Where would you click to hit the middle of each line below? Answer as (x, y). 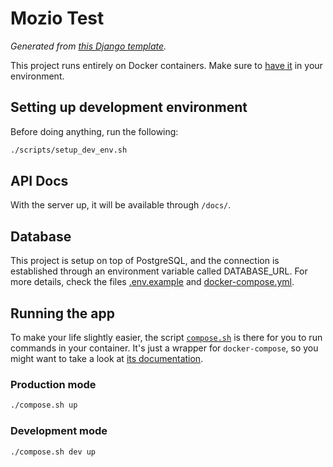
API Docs (39, 181)
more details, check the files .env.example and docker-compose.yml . (152, 282)
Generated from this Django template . (88, 46)
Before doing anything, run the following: (94, 131)
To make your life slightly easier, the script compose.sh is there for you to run (166, 338)
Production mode (53, 384)
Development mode (59, 431)
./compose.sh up (44, 405)
